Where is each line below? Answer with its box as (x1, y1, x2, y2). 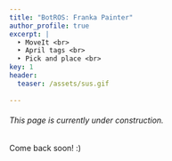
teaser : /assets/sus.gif (17, 79, 110, 88)
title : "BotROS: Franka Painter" (9, 12, 134, 22)
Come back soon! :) (9, 142, 82, 153)
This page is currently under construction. (9, 115, 164, 125)
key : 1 (9, 63, 34, 72)
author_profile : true (9, 21, 90, 30)
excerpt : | (9, 29, 50, 38)
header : (9, 71, 38, 80)
